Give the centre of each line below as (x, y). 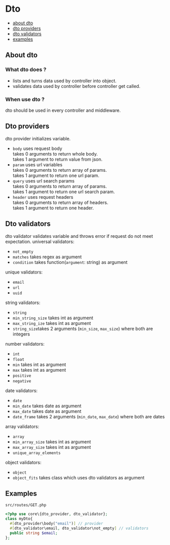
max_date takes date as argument (47, 411)
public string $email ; (34, 533)
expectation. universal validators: (40, 241)
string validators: (23, 302)
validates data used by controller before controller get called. (76, 86)
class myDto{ (19, 519)
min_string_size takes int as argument (53, 318)
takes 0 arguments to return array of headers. (60, 202)
